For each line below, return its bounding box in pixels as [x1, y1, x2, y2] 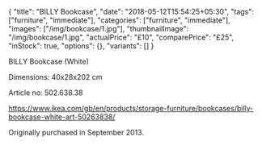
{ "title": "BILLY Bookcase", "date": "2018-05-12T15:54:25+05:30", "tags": [8, 7, 255, 16]
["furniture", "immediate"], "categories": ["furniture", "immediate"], [8, 15, 230, 25]
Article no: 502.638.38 [8, 88, 83, 97]
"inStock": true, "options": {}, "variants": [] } [8, 41, 154, 51]
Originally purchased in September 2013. [8, 128, 144, 137]
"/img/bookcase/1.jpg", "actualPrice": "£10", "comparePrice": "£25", [8, 32, 235, 42]
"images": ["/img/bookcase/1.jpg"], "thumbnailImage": [8, 24, 189, 33]
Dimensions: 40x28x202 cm [8, 72, 103, 81]
